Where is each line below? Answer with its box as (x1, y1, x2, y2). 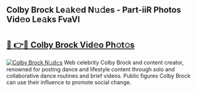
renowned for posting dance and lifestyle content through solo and (6, 66, 175, 73)
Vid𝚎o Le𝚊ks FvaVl (6, 15, 80, 25)
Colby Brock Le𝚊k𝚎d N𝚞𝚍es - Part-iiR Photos (6, 5, 182, 15)
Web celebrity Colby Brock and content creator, (64, 59, 184, 66)
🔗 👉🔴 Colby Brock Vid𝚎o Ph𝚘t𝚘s (6, 40, 135, 50)
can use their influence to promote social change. (6, 79, 132, 86)
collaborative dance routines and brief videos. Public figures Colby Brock (6, 73, 191, 79)
